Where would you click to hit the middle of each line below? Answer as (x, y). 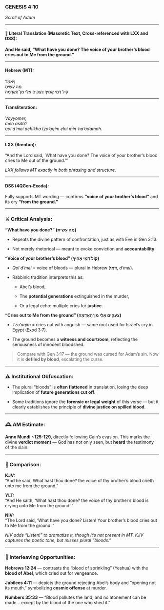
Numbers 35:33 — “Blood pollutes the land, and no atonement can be (76, 597)
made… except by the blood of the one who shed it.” (58, 602)
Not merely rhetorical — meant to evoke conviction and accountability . (84, 249)
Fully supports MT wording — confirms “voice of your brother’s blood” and (82, 197)
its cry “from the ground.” (32, 202)
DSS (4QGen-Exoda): (27, 186)
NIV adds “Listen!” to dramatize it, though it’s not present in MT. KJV (74, 535)
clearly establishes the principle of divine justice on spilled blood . (79, 407)
